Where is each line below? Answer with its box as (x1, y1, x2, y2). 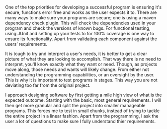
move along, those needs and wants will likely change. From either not (5, 66, 149, 72)
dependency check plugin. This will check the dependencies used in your (5, 20, 156, 26)
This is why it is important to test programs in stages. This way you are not (5, 77, 158, 83)
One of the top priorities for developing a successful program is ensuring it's (5, 4, 162, 10)
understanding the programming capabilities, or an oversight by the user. (5, 72, 155, 77)
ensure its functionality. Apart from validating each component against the (5, 36, 158, 42)
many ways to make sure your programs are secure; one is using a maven (5, 15, 157, 20)
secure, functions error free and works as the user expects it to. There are (5, 9, 157, 15)
